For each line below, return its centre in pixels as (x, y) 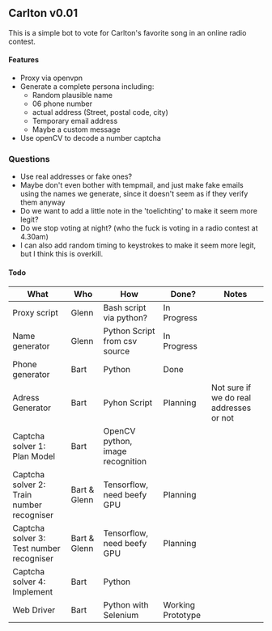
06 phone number (62, 104)
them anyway (42, 202)
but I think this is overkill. (62, 254)
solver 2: (29, 485)
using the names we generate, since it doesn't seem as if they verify (134, 194)
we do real (231, 397)
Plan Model (34, 456)
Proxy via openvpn (51, 78)
